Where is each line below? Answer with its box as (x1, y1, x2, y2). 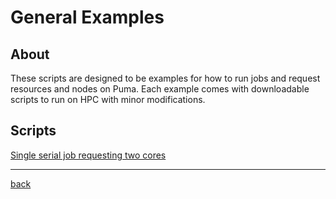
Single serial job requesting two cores (10, 149, 167, 161)
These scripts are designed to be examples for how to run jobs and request (10, 72, 321, 84)
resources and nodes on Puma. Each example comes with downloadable (10, 83, 310, 95)
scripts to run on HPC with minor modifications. (10, 94, 206, 105)
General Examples (10, 6, 165, 29)
